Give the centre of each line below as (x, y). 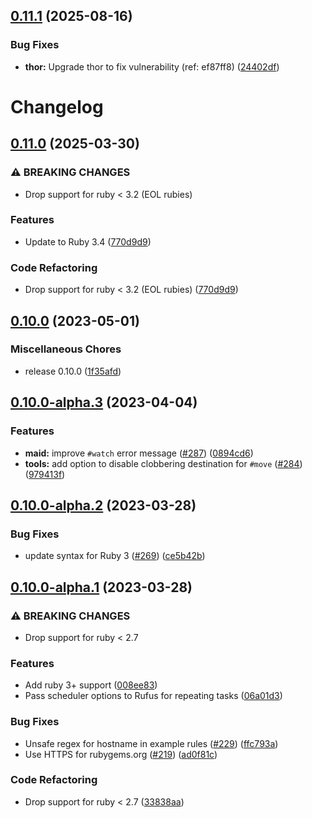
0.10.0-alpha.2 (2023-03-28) (103, 505)
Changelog (57, 106)
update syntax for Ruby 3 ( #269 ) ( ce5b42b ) (115, 556)
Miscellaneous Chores (66, 349)
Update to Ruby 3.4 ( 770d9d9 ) (88, 241)
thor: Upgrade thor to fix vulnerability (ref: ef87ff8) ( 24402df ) (152, 66)
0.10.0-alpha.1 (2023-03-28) (101, 587)
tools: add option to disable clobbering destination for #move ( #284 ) (163, 463)
